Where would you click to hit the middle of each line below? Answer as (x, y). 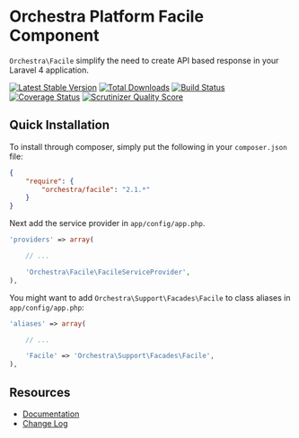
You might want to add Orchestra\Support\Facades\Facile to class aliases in (150, 297)
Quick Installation (60, 125)
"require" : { (50, 181)
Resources (40, 392)
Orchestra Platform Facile (107, 17)
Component (55, 35)
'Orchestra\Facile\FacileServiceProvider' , (108, 272)
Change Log (45, 423)
